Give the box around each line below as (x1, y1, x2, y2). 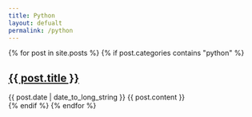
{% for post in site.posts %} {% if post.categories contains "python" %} (8, 49, 245, 58)
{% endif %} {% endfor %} (8, 101, 97, 111)
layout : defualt (8, 19, 62, 27)
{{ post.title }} (8, 71, 80, 84)
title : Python (8, 11, 56, 20)
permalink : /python (8, 26, 74, 34)
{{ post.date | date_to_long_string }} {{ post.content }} (8, 92, 186, 102)
